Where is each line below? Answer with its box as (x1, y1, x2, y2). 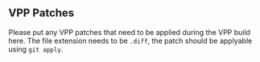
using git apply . (8, 44, 64, 54)
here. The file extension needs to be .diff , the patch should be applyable (8, 36, 253, 45)
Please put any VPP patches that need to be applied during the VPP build (8, 27, 251, 37)
